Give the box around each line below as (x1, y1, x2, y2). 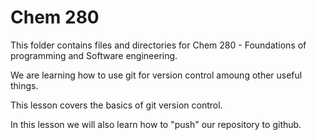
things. (10, 79, 39, 91)
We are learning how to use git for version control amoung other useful (10, 69, 303, 81)
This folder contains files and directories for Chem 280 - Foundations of (10, 39, 307, 51)
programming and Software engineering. (10, 49, 178, 61)
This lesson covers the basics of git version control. (10, 99, 223, 111)
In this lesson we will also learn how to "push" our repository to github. (10, 118, 302, 130)
